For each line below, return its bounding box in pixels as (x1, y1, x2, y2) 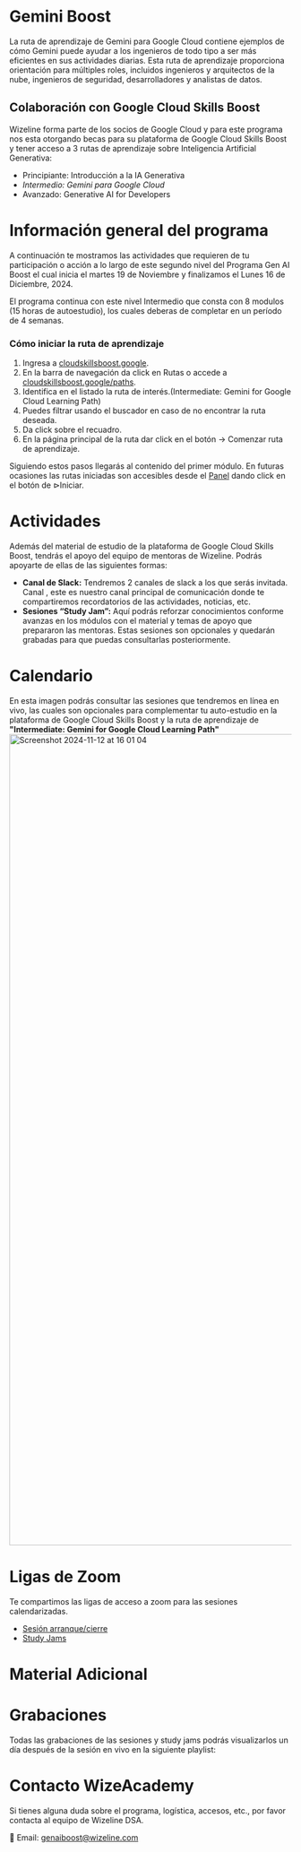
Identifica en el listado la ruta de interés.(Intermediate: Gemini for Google (21, 385, 291, 396)
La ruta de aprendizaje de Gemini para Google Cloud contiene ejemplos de (9, 36, 285, 47)
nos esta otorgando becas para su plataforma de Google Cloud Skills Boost (9, 133, 288, 144)
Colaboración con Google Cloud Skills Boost (9, 100, 261, 116)
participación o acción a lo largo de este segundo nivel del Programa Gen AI (9, 259, 290, 270)
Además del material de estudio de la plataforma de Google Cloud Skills (9, 541, 274, 551)
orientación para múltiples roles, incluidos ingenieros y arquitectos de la (9, 65, 275, 75)
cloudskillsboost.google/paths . (21, 376, 136, 387)
